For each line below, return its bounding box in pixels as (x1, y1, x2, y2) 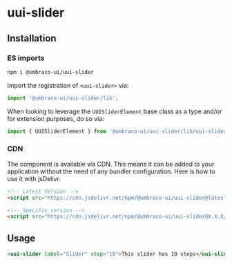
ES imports (7, 53, 45, 63)
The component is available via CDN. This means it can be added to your (7, 160, 215, 168)
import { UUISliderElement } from (7, 128, 107, 135)
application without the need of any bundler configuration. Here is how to (7, 167, 215, 176)
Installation (7, 32, 57, 44)
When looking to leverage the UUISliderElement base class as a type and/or (7, 107, 222, 115)
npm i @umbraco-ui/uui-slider (7, 68, 95, 75)
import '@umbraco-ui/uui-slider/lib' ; (7, 95, 119, 102)
